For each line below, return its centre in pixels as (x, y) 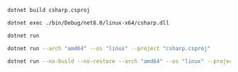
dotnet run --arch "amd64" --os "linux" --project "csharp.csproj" (109, 48)
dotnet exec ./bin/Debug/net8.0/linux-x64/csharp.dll (89, 23)
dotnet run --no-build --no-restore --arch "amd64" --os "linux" (106, 61)
